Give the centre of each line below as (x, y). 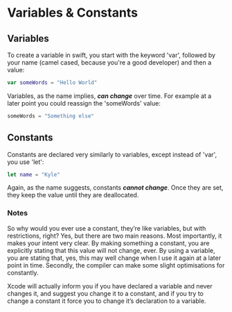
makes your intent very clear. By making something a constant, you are (108, 243)
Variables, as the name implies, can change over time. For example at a (109, 96)
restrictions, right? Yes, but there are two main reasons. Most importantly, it (115, 236)
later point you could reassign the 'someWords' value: (84, 103)
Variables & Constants (73, 13)
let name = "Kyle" (34, 174)
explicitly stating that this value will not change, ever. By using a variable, (111, 250)
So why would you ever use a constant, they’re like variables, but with (107, 228)
